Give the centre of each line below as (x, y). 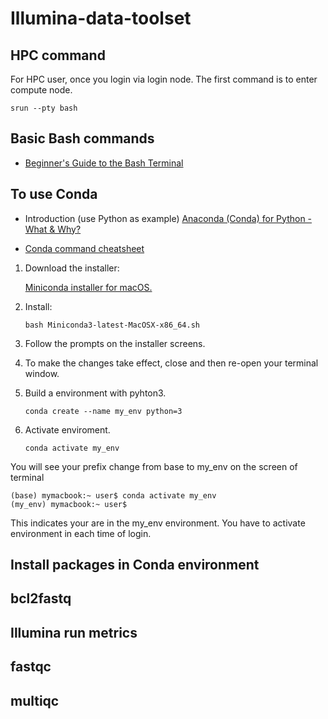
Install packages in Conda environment (135, 565)
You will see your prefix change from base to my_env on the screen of (154, 466)
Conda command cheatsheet (84, 248)
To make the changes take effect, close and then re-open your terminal (171, 363)
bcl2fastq (41, 598)
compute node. (41, 90)
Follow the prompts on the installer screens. (115, 343)
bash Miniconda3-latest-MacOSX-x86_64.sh (112, 325)
